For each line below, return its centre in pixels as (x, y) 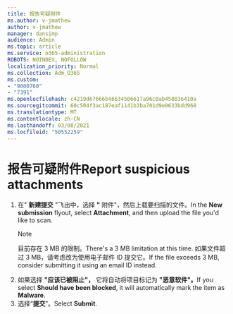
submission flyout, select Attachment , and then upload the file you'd (118, 213)
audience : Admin (31, 40)
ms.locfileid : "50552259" (45, 132)
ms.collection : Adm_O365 (44, 73)
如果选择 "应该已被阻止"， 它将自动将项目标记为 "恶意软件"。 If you (115, 280)
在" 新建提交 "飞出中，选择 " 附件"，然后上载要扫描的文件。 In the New (120, 205)
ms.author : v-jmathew (39, 20)
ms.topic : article (34, 47)
